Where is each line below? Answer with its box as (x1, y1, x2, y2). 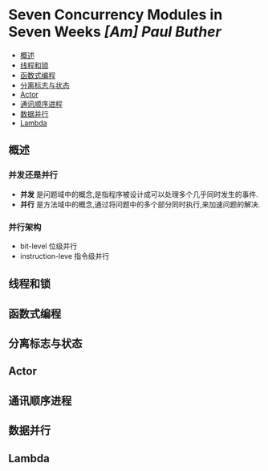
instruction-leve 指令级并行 (19, 251, 110, 260)
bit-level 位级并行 (19, 241, 78, 251)
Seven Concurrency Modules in (8, 6, 223, 24)
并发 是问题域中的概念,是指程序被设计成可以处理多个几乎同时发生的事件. (19, 189, 258, 199)
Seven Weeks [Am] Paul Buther (8, 23, 222, 41)
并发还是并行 (8, 170, 59, 181)
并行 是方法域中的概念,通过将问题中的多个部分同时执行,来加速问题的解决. (19, 199, 261, 209)
